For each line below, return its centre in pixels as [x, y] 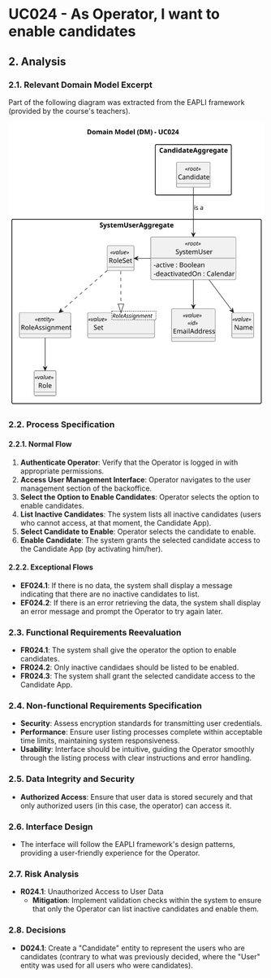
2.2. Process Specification [62, 425]
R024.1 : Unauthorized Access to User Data [92, 892]
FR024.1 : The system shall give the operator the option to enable [128, 650]
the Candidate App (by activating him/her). [92, 548]
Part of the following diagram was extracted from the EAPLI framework [127, 102]
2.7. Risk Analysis [44, 874]
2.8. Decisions [37, 930]
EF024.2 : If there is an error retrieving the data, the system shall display [140, 602]
